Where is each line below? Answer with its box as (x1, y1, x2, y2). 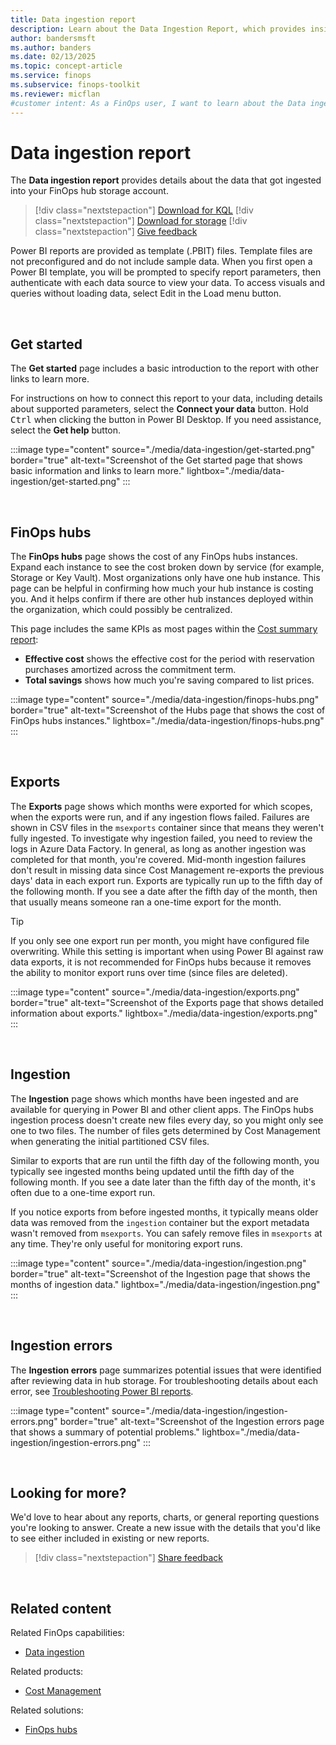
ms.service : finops (10, 71, 92, 81)
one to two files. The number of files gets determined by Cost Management (10, 1124, 321, 1136)
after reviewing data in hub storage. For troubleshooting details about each (10, 1374, 319, 1386)
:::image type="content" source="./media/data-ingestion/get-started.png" (10, 444, 316, 456)
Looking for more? (10, 1484, 127, 1501)
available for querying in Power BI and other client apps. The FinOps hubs (10, 1103, 314, 1115)
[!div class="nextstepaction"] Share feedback (34, 1552, 223, 1564)
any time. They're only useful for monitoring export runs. (10, 1237, 243, 1250)
